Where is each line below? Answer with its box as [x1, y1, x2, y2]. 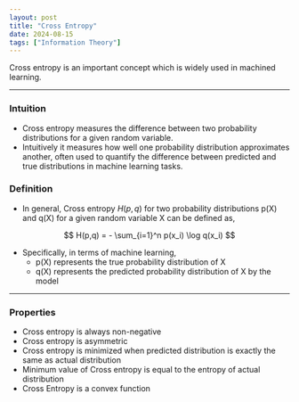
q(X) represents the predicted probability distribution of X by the [35, 266, 271, 276]
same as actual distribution [21, 355, 122, 365]
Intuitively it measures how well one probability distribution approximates [21, 142, 290, 152]
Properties [9, 306, 56, 318]
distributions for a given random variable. [21, 132, 174, 143]
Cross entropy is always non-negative [21, 326, 162, 337]
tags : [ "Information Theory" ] [9, 37, 122, 47]
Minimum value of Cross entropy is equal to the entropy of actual [21, 365, 261, 375]
